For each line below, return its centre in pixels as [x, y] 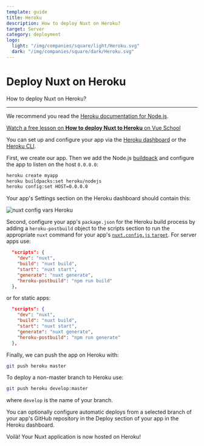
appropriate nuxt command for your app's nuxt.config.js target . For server [102, 235]
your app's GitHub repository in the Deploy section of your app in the [93, 419]
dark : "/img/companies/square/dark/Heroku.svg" [73, 52]
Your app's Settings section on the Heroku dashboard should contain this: [99, 198]
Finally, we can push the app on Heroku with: [63, 355]
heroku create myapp [32, 175]
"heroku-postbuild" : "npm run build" [65, 280]
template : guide [27, 12]
